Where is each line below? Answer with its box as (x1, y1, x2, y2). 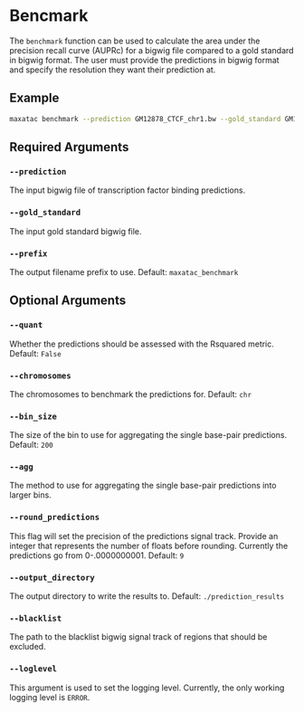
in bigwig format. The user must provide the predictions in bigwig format (9, 54, 280, 65)
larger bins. (9, 489, 52, 500)
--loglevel (9, 664, 57, 674)
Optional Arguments (9, 293, 127, 309)
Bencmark (9, 5, 89, 26)
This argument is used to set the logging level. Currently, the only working (9, 682, 285, 693)
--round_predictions (9, 512, 100, 523)
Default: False (9, 347, 62, 358)
